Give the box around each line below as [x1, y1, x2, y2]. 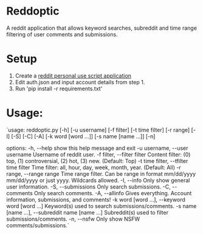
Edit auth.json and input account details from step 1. [15, 78, 145, 85]
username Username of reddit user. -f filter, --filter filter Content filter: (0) [6, 150, 191, 158]
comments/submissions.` [6, 221, 69, 229]
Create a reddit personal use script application [15, 72, 132, 79]
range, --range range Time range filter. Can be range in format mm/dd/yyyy [6, 170, 196, 177]
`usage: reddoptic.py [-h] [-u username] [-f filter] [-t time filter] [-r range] [6, 126, 190, 133]
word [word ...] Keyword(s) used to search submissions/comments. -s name [6, 202, 197, 210]
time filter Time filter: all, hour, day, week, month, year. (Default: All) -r [6, 164, 181, 171]
